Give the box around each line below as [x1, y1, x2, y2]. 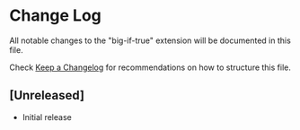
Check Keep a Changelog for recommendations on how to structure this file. [9, 62, 292, 73]
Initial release [22, 111, 72, 122]
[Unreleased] [9, 88, 85, 103]
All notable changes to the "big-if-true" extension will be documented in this [9, 35, 292, 46]
